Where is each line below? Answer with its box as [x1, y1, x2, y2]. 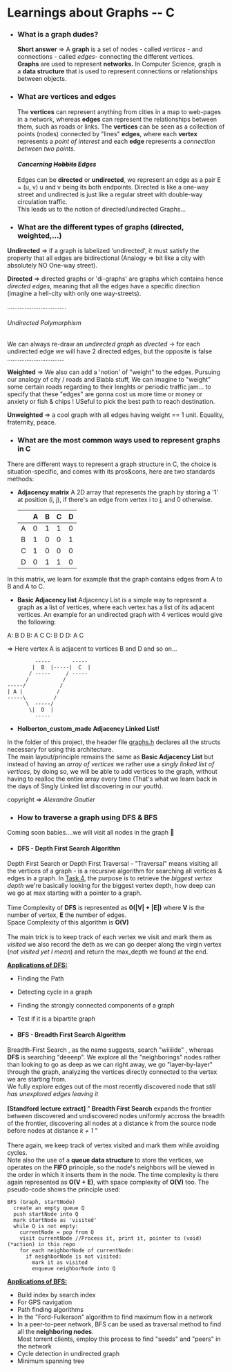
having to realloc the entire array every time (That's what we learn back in [7, 775, 217, 783]
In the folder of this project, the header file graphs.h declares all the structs [7, 738, 221, 746]
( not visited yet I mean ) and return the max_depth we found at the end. [7, 947, 209, 956]
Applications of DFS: [7, 961, 68, 970]
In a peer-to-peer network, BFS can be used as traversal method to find [17, 1320, 222, 1328]
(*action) [7, 1241, 36, 1248]
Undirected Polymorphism [7, 318, 81, 326]
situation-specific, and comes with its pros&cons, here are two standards [7, 467, 215, 475]
